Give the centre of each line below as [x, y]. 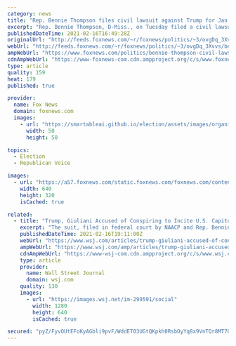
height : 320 [37, 195]
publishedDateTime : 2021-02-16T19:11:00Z [81, 234]
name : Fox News [36, 105]
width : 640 [36, 189]
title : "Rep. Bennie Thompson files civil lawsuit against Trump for [111, 20]
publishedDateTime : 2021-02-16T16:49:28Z [69, 33]
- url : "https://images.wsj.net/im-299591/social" [101, 299]
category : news [29, 14]
